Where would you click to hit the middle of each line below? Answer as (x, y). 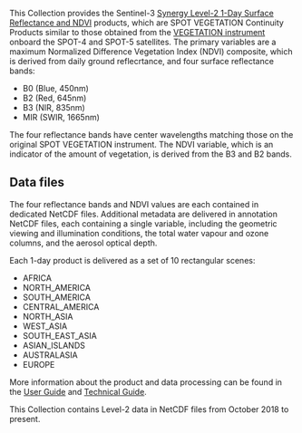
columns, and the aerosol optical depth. (83, 243)
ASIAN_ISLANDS (54, 345)
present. (25, 419)
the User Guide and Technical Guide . (78, 391)
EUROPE (39, 364)
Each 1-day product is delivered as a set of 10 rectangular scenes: (132, 260)
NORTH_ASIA (48, 316)
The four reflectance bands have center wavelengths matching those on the (151, 135)
